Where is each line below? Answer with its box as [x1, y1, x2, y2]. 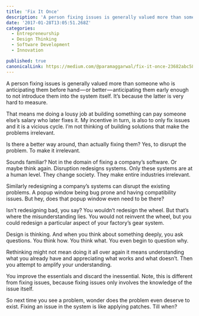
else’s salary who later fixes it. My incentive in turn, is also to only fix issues [6, 116, 190, 123]
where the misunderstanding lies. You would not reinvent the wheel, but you [6, 213, 192, 220]
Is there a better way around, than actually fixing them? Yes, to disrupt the [6, 141, 187, 148]
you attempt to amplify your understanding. [6, 261, 112, 268]
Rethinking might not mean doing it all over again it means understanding [6, 248, 185, 256]
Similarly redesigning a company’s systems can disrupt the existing [6, 182, 170, 190]
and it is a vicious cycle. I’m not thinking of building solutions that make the [6, 123, 189, 130]
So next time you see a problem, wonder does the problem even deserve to [6, 296, 190, 304]
